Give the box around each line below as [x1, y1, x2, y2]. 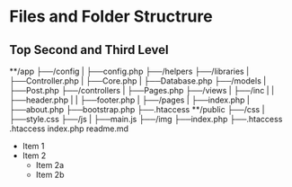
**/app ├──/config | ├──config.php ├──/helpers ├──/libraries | [9, 66, 250, 76]
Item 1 [22, 141, 45, 151]
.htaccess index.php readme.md [9, 123, 128, 134]
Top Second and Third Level [9, 42, 169, 58]
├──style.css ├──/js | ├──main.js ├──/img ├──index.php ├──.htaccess [9, 114, 283, 124]
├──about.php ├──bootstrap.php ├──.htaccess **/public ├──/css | [9, 104, 265, 114]
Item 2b [35, 169, 65, 180]
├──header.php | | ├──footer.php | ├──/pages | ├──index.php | [9, 94, 250, 105]
